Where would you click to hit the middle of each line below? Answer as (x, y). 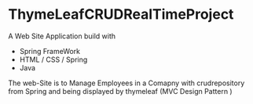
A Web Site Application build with (62, 36)
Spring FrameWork (50, 51)
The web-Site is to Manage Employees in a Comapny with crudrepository (126, 83)
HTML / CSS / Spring (53, 59)
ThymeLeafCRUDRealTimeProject (121, 14)
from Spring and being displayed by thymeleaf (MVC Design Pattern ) (121, 91)
